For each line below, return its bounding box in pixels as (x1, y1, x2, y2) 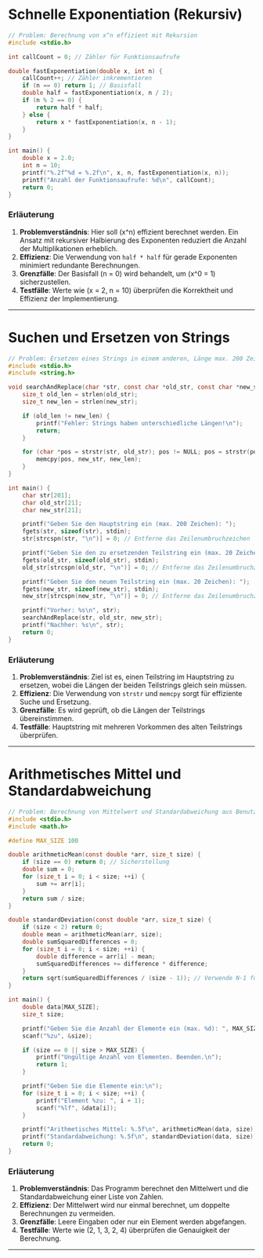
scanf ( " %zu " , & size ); (22, 1032, 92, 1040)
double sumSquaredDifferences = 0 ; (22, 938, 139, 946)
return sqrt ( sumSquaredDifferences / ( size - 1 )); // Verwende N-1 (22, 975, 247, 983)
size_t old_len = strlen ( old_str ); (22, 391, 139, 399)
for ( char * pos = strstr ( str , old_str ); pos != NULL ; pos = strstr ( (22, 448, 250, 456)
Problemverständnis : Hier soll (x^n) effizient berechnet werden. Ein (19, 227, 239, 236)
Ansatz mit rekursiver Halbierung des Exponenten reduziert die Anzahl (19, 235, 247, 245)
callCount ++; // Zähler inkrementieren (22, 75, 153, 82)
